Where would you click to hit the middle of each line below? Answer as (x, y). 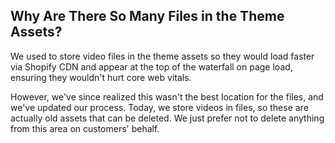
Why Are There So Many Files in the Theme (147, 16)
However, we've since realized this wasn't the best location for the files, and (167, 96)
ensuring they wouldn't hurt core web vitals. (101, 77)
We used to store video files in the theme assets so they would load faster (162, 56)
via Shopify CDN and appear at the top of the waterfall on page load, (151, 66)
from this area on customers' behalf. (85, 128)
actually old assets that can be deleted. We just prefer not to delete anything (167, 118)
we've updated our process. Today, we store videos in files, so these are (159, 107)
